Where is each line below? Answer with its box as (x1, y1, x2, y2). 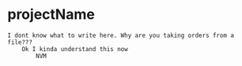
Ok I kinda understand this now (21, 45, 128, 53)
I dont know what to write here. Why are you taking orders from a (7, 31, 235, 39)
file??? (7, 38, 33, 46)
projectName (7, 5, 96, 24)
